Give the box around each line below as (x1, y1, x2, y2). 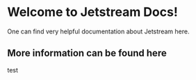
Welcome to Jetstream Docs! (7, 4, 179, 20)
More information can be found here (7, 47, 167, 59)
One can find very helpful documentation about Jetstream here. (7, 27, 190, 35)
